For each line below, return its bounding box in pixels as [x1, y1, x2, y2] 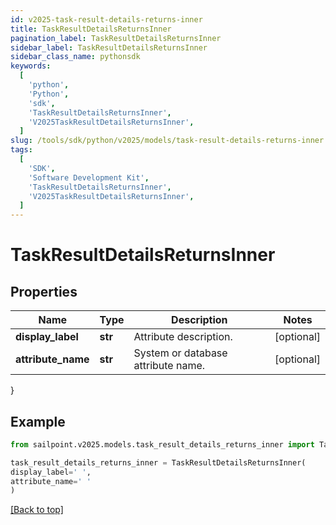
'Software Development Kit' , [28, 172, 150, 183]
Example [10, 413, 66, 430]
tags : [10, 145, 33, 155]
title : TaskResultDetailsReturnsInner [10, 24, 172, 34]
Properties [10, 283, 78, 300]
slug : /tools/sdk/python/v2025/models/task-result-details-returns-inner [10, 136, 325, 146]
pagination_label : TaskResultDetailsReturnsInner [10, 33, 222, 43]
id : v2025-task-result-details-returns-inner [10, 14, 203, 25]
